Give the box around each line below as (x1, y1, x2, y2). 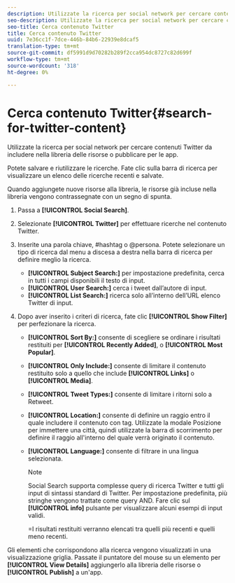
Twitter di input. (27, 299, 73, 307)
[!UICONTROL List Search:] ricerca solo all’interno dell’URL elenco (27, 291, 221, 300)
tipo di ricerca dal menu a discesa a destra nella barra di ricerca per (17, 248, 213, 256)
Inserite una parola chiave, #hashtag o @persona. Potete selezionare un (17, 241, 225, 249)
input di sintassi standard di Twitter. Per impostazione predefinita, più (27, 489, 227, 498)
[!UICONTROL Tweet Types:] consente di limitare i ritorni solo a (27, 390, 212, 399)
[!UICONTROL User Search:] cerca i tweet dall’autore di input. (27, 284, 208, 293)
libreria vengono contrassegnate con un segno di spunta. (7, 192, 173, 201)
